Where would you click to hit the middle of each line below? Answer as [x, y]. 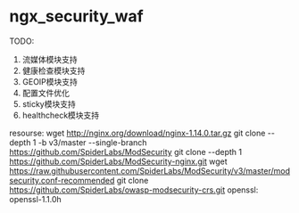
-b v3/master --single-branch [92, 142]
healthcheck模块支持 [61, 115]
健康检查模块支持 [54, 70]
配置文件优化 [46, 93]
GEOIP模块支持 [50, 81]
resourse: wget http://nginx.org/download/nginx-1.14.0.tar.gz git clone [137, 133]
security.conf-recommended [62, 180]
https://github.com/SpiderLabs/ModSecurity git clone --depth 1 [126, 152]
